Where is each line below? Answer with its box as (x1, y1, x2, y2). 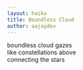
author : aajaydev (7, 22, 56, 29)
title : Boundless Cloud (7, 16, 75, 23)
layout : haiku (7, 10, 48, 17)
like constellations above (7, 48, 76, 56)
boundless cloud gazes (7, 41, 73, 50)
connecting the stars (7, 56, 65, 64)
